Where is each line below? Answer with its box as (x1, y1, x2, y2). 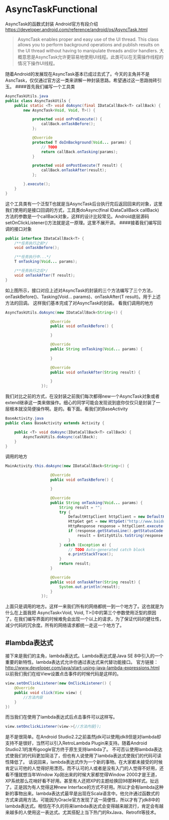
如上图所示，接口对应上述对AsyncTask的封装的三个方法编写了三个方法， (5, 287, 156, 293)
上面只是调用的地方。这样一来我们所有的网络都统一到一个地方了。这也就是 (5, 603, 159, 609)
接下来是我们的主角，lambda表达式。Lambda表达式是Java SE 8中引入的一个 (5, 653, 163, 659)
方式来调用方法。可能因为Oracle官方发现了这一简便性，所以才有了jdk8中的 (5, 797, 160, 803)
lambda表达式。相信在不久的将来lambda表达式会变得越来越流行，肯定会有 (5, 803, 159, 809)
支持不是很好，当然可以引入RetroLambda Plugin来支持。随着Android (5, 740, 147, 746)
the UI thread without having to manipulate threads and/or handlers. (17, 47, 158, 53)
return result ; (59, 561, 92, 566)
